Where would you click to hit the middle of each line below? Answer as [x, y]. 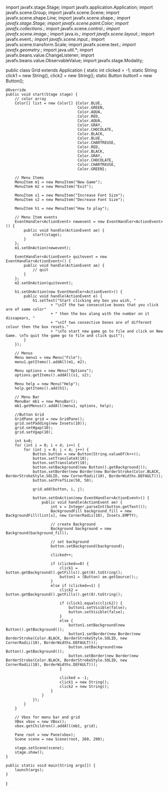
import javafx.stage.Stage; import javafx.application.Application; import [79, 7]
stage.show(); [29, 752]
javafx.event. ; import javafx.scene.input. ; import [55, 39]
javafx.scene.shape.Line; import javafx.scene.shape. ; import [68, 18]
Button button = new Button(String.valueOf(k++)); [87, 454]
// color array [31, 99]
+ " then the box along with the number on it [100, 314]
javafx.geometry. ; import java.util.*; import [49, 50]
